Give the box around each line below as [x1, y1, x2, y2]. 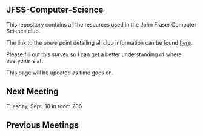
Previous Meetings [6, 120, 79, 131]
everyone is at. [6, 57, 44, 64]
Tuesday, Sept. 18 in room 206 [6, 102, 82, 109]
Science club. [6, 27, 41, 34]
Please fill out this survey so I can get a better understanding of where [6, 51, 182, 58]
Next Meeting [6, 86, 59, 97]
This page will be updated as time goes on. [6, 69, 114, 76]
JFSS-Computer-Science [6, 5, 104, 15]
